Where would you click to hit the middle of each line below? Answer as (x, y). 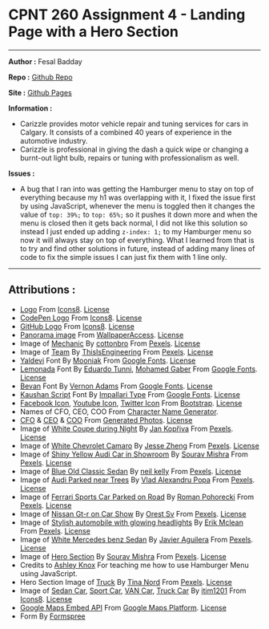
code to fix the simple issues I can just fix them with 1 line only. (123, 257)
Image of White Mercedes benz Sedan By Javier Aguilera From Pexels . (137, 539)
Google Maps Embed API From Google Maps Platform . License (123, 607)
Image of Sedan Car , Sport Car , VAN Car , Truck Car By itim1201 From (133, 590)
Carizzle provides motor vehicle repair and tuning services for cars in (134, 124)
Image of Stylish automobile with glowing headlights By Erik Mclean (132, 522)
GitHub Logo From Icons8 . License (77, 326)
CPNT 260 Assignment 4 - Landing (127, 15)
